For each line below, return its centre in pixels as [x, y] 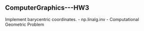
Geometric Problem [25, 24]
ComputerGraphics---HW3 [47, 8]
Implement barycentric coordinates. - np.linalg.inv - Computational [72, 19]
